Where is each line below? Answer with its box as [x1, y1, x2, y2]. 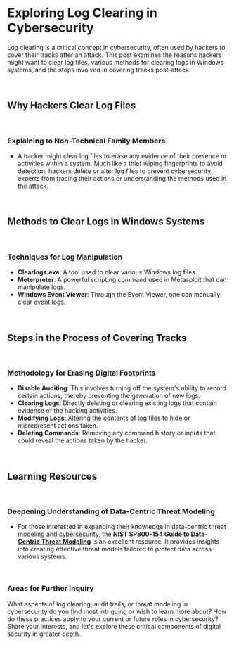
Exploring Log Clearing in [7, 5, 158, 21]
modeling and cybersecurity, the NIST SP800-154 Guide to [17, 530, 190, 539]
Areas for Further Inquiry [7, 584, 94, 594]
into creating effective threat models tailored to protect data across [17, 545, 212, 554]
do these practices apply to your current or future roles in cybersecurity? [7, 614, 219, 623]
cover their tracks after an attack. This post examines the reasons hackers [7, 51, 223, 59]
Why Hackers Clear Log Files [7, 100, 136, 112]
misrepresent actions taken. [17, 421, 98, 430]
